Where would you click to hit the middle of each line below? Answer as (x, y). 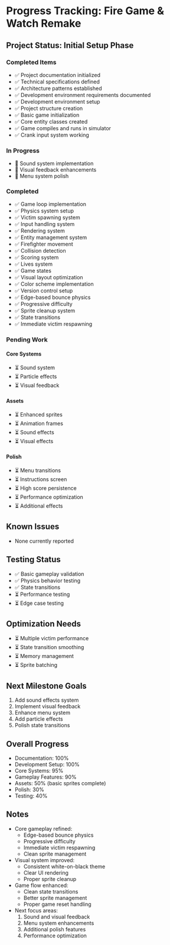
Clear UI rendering (46, 873)
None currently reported (44, 541)
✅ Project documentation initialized (57, 75)
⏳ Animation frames (39, 423)
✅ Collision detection (40, 251)
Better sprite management (55, 898)
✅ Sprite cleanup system (45, 311)
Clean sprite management (55, 854)
